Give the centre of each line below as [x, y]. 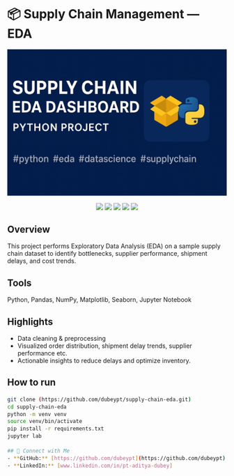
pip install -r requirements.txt [56, 429]
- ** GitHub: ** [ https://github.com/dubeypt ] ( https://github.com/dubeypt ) [117, 458]
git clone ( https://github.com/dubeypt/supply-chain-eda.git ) [99, 399]
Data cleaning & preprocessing [62, 339]
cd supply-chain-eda [37, 407]
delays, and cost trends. [42, 261]
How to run [32, 382]
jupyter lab [24, 436]
